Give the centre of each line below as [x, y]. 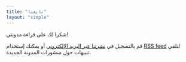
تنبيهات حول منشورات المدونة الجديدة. [49, 52]
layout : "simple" [28, 17]
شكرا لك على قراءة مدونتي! [37, 34]
